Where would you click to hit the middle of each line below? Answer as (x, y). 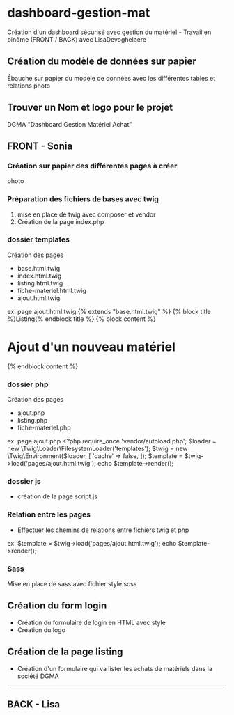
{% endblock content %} (43, 366)
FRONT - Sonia (40, 146)
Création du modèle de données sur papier (102, 62)
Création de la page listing (65, 652)
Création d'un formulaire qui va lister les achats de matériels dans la (115, 668)
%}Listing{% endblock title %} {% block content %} (81, 319)
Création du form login (57, 606)
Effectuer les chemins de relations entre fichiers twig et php (103, 530)
